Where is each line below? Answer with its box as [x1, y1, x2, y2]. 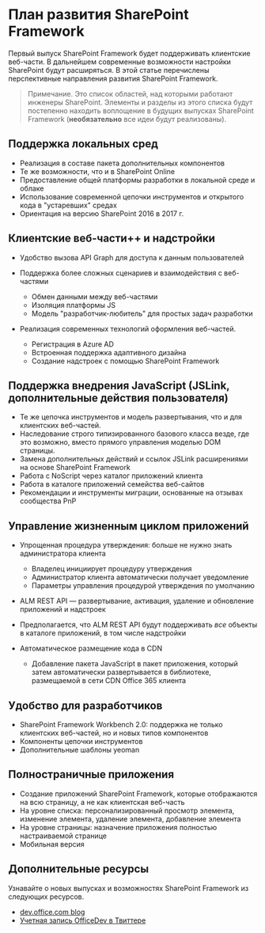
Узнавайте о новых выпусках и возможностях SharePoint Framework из [8, 883, 249, 893]
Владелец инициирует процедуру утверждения [31, 564, 192, 574]
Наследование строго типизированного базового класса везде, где [19, 429, 250, 438]
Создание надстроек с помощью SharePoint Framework [31, 356, 220, 366]
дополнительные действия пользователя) [8, 391, 229, 404]
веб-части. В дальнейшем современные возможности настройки [8, 57, 232, 66]
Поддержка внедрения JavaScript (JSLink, [8, 378, 230, 393]
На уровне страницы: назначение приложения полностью [19, 822, 218, 832]
